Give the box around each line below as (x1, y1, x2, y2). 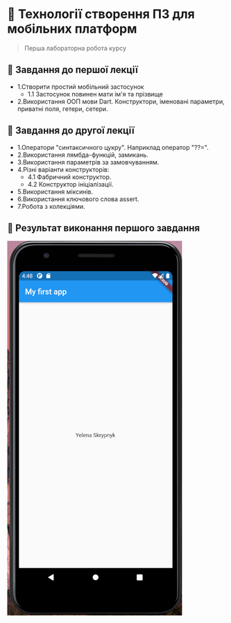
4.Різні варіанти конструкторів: (17, 165, 110, 173)
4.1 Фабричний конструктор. (27, 173, 112, 181)
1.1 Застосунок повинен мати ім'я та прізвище (27, 89, 164, 98)
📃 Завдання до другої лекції (7, 125, 135, 137)
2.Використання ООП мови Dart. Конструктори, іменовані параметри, (17, 97, 225, 105)
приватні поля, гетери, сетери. (17, 104, 109, 113)
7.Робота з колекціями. (17, 202, 85, 210)
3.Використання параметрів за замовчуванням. (17, 157, 160, 166)
